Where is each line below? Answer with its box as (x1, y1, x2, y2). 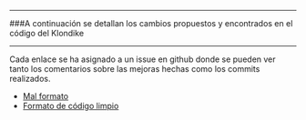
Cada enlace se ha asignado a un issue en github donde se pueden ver (9, 54, 276, 65)
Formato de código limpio (22, 101, 119, 111)
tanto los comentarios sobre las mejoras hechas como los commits (9, 64, 260, 74)
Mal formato (22, 91, 69, 101)
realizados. (9, 74, 51, 84)
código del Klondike (9, 28, 85, 38)
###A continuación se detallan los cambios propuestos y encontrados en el (9, 18, 293, 28)
